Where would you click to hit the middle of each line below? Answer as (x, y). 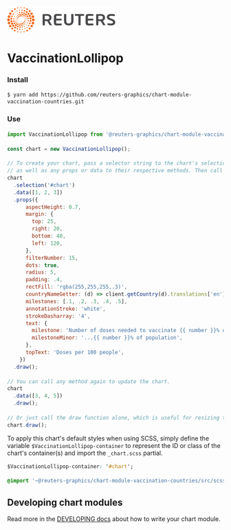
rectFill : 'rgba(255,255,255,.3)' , (76, 287)
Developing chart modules (65, 502)
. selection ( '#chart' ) (44, 185)
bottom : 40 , (49, 236)
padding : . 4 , (44, 280)
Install (18, 80)
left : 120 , (47, 243)
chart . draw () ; (27, 425)
